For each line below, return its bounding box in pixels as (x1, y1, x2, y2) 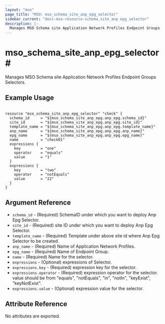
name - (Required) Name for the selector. (12, 254, 94, 259)
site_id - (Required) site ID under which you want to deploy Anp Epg (12, 222, 153, 228)
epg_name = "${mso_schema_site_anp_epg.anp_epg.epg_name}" (9, 132, 145, 138)
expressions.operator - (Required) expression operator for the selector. (12, 269, 158, 275)
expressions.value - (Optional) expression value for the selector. (12, 285, 144, 291)
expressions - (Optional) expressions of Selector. (12, 259, 112, 265)
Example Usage (5, 94, 54, 102)
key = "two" (14, 167, 56, 173)
